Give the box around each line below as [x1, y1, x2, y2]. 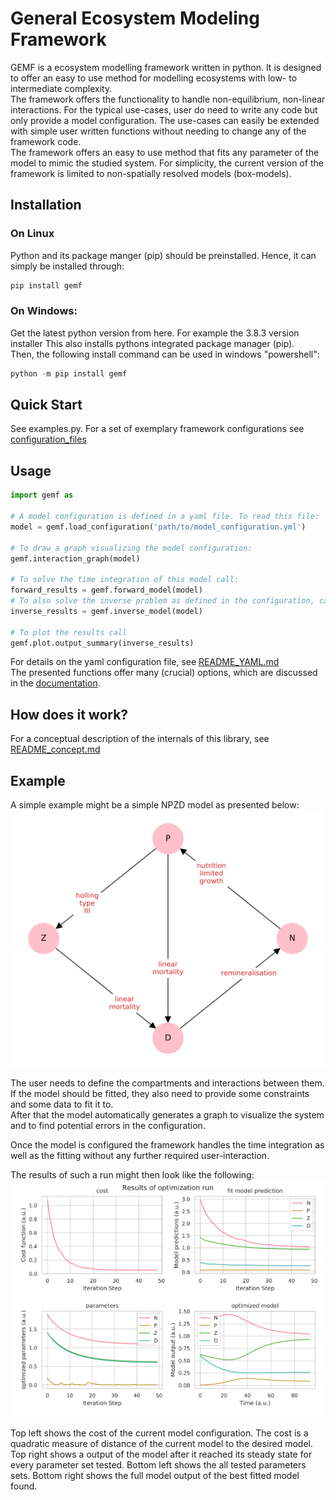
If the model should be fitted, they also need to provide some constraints [10, 1087, 310, 1099]
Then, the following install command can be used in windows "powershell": [10, 348, 320, 360]
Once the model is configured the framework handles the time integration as [10, 1138, 325, 1151]
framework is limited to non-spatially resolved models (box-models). [10, 167, 292, 179]
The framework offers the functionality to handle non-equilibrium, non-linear [10, 93, 326, 105]
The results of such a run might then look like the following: [10, 1168, 255, 1181]
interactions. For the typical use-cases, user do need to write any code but [10, 103, 318, 116]
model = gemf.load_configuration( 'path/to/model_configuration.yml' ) [10, 522, 307, 532]
